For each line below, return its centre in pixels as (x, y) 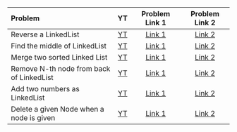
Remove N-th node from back (61, 68)
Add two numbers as (45, 89)
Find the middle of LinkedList (59, 46)
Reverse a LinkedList (45, 34)
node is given (33, 118)
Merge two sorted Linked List (59, 57)
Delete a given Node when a (57, 109)
